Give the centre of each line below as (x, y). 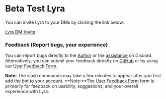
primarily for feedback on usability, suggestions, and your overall (72, 86)
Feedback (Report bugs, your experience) (57, 45)
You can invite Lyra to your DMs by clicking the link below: (65, 22)
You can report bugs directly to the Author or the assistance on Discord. (79, 55)
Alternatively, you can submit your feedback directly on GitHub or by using (82, 61)
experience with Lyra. (27, 92)
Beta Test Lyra (35, 9)
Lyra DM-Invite (20, 32)
